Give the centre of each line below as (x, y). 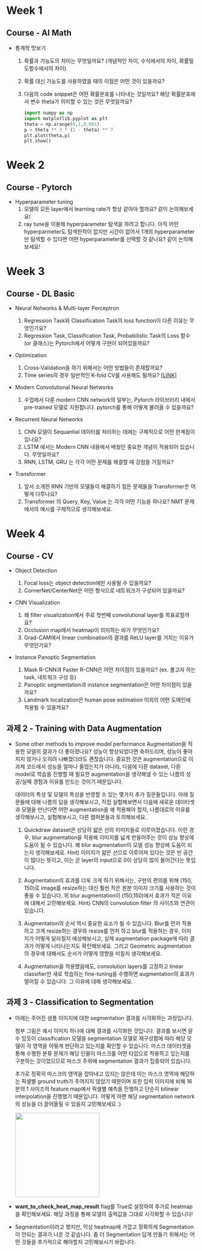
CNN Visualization (37, 603)
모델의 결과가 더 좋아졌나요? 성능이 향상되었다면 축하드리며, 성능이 (104, 752)
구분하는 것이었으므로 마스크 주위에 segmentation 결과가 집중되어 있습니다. (103, 1061)
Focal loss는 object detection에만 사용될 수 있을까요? (87, 583)
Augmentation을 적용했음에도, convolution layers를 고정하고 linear (103, 966)
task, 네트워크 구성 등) (50, 677)
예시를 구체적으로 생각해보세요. (76, 509)
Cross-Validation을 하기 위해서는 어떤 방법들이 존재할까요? (93, 368)
